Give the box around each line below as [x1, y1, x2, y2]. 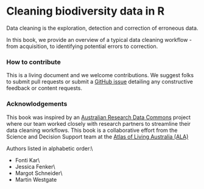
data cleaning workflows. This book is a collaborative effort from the [6, 126, 178, 134]
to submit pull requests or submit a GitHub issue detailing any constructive [6, 78, 193, 86]
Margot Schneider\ [15, 169, 63, 177]
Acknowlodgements [6, 100, 68, 108]
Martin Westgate [15, 176, 57, 183]
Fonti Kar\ [15, 156, 40, 163]
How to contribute [6, 58, 61, 66]
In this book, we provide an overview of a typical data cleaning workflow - [6, 36, 192, 43]
